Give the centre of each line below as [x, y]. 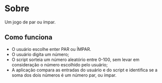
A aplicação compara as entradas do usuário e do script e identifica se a [84, 70]
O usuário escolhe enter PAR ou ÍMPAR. [51, 49]
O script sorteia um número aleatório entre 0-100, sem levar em [75, 60]
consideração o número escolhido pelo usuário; [60, 64]
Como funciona [29, 37]
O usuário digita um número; [40, 54]
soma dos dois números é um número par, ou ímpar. [64, 75]
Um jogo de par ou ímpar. [30, 22]
